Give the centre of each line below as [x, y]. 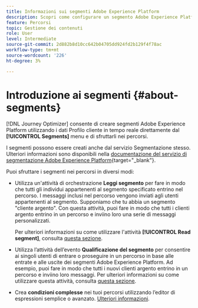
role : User [19, 34]
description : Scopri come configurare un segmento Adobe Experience [92, 17]
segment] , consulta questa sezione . [59, 239]
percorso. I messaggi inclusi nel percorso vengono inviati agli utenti [96, 196]
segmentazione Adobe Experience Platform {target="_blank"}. [81, 160]
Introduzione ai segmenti [69, 95]
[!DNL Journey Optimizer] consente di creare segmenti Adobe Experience [96, 124]
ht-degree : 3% [24, 61]
